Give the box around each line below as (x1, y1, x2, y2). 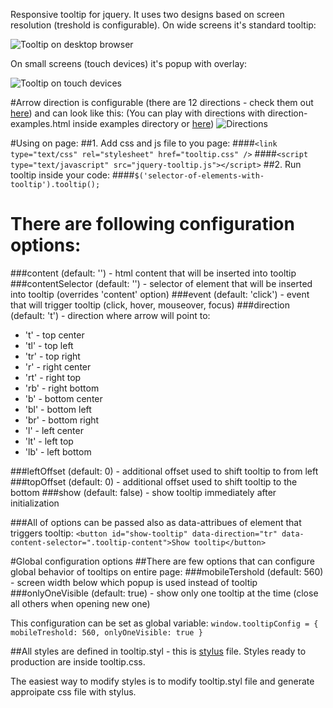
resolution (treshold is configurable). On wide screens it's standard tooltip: (10, 19, 317, 31)
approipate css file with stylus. (10, 685, 137, 698)
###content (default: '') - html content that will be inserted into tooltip (10, 267, 297, 279)
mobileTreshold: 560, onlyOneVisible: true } (10, 627, 203, 638)
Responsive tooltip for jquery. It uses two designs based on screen (10, 9, 285, 20)
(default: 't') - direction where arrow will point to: (10, 309, 211, 321)
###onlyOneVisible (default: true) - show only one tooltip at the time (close (10, 587, 319, 599)
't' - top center (24, 329, 85, 341)
